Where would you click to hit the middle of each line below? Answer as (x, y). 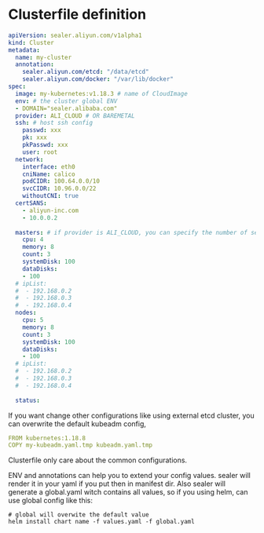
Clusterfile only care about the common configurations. (97, 460)
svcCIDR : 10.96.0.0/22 (59, 189)
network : (29, 159)
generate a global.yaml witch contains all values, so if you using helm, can (128, 492)
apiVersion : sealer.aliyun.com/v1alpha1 (75, 35)
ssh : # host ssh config (54, 123)
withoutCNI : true (51, 196)
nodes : (26, 313)
